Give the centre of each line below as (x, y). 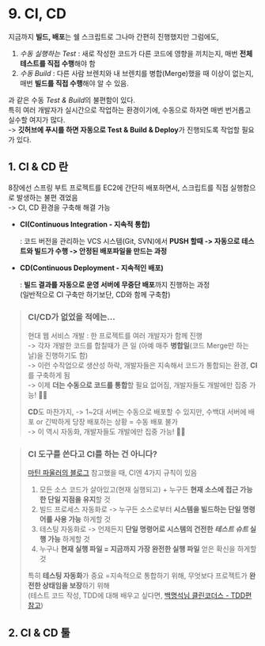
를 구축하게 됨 (49, 375)
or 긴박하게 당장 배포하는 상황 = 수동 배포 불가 (107, 422)
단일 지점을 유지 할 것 (79, 500)
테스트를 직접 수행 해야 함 (58, 63)
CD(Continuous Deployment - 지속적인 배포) (91, 268)
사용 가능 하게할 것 (82, 519)
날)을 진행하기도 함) (58, 355)
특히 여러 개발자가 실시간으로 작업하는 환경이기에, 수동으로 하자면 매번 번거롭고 (130, 110)
